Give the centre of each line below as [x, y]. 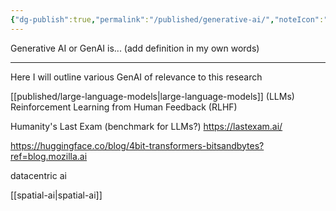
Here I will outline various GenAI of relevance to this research [136, 77]
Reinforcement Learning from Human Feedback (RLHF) [124, 107]
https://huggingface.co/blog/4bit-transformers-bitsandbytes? [137, 145]
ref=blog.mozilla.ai [49, 156]
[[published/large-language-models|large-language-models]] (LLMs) [152, 96]
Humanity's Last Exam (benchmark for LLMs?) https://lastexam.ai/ [146, 126]
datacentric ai [38, 175]
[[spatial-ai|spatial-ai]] [56, 195]
